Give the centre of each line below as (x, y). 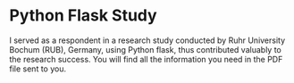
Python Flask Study (84, 16)
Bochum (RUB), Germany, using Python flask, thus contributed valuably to (145, 49)
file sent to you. (38, 69)
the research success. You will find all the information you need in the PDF (146, 59)
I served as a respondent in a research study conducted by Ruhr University (147, 40)
